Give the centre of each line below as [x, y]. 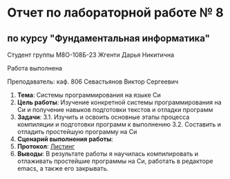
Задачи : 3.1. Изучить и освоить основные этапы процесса [103, 117]
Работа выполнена [35, 68]
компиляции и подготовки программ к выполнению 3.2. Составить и [119, 124]
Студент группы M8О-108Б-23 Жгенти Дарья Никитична [91, 55]
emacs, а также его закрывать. [63, 168]
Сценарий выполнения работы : [65, 139]
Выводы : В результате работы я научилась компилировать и [108, 154]
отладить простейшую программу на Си [77, 132]
